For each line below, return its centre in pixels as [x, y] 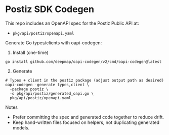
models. [21, 127]
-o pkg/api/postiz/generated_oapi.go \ [52, 93]
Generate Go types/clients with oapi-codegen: [54, 43]
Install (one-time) [31, 52]
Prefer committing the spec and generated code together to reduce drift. [88, 117]
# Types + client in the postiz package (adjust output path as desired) [85, 80]
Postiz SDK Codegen [50, 9]
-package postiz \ [29, 89]
